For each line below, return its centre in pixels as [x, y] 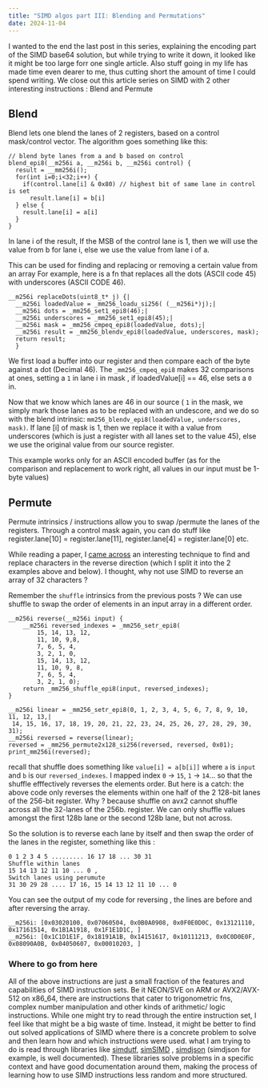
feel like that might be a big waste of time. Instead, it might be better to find [132, 1024]
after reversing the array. [49, 908]
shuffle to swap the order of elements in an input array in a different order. [130, 604]
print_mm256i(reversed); [50, 752]
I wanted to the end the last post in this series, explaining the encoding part [132, 46]
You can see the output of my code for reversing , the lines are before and [130, 900]
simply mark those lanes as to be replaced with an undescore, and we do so [134, 411]
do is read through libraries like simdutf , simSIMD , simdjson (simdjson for [130, 1050]
